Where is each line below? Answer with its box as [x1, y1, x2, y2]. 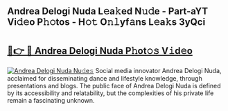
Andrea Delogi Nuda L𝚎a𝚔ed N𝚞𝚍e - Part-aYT [7, 6, 209, 17]
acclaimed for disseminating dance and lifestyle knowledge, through [7, 74, 202, 82]
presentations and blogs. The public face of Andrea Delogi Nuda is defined [7, 82, 221, 90]
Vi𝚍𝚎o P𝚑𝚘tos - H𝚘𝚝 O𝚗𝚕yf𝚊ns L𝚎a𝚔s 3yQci [7, 17, 206, 28]
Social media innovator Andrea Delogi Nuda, [95, 67, 222, 74]
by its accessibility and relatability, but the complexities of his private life [7, 89, 214, 97]
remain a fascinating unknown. [7, 97, 95, 104]
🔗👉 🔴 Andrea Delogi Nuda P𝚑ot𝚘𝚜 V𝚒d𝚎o [7, 45, 193, 57]
